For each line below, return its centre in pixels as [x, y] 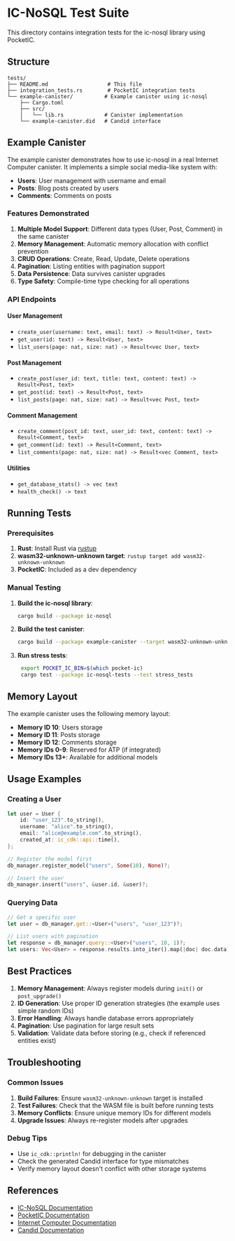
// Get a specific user [42, 917]
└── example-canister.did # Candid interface [90, 121]
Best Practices [40, 971]
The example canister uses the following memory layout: [89, 713]
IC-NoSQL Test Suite [68, 13]
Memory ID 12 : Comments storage [67, 742]
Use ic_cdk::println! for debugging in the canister [92, 1153]
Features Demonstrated [48, 213]
